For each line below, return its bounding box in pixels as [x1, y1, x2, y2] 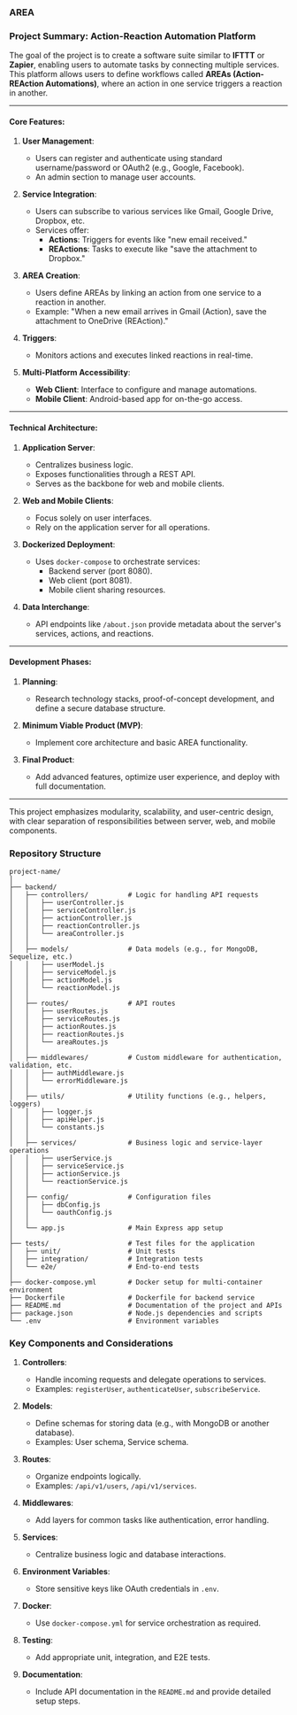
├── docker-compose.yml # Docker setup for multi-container [9, 1278, 263, 1287]
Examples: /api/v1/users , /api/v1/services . [34, 1480, 197, 1491]
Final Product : [21, 754, 75, 765]
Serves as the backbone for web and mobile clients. [34, 478, 225, 489]
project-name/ [9, 868, 62, 877]
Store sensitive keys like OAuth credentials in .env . [34, 1583, 219, 1595]
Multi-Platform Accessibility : [21, 367, 131, 378]
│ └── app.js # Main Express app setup [9, 1224, 224, 1232]
